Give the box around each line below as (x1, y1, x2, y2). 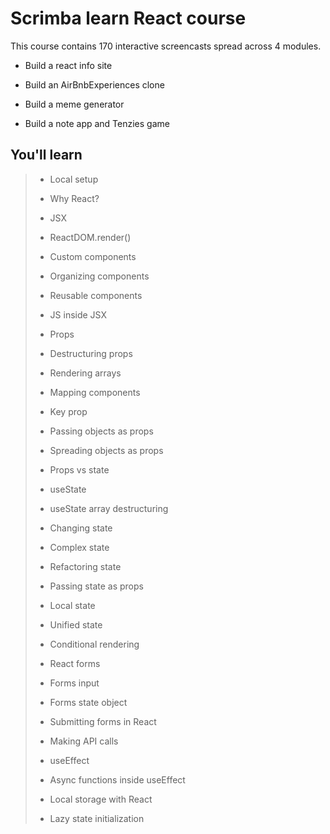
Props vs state (49, 463, 110, 476)
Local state (49, 599, 96, 611)
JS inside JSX (49, 308, 108, 321)
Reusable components (49, 289, 143, 301)
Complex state (49, 541, 110, 553)
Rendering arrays (49, 367, 122, 379)
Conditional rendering (49, 638, 140, 650)
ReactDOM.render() (49, 231, 132, 243)
